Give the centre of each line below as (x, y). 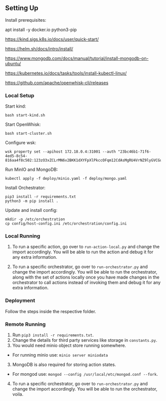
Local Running (23, 236)
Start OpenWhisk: (23, 124)
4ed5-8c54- (16, 156)
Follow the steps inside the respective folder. (51, 311)
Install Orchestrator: (25, 188)
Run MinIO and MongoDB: (32, 169)
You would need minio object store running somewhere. (69, 345)
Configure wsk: (21, 143)
